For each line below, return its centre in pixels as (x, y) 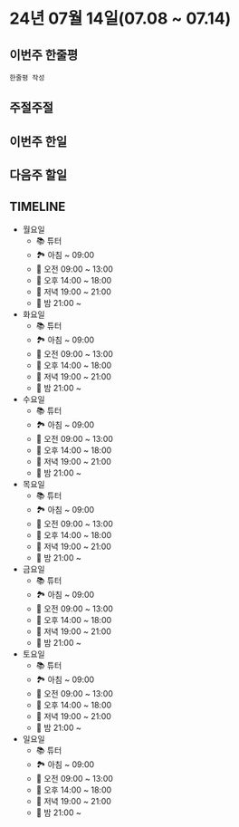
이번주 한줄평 (44, 55)
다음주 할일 (38, 175)
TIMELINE (38, 206)
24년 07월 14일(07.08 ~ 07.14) (120, 19)
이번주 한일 (38, 141)
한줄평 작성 (27, 78)
